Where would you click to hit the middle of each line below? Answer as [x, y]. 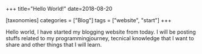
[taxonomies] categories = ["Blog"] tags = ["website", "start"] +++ [89, 20]
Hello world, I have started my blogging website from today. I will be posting [101, 32]
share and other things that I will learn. [54, 45]
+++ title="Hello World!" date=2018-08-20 [59, 9]
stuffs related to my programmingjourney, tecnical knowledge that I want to [100, 38]
